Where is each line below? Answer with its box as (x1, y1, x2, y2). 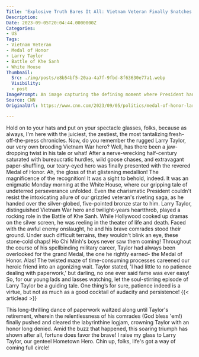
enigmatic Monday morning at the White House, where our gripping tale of (6, 181, 188, 188)
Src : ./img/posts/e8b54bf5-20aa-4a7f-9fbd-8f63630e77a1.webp (11, 75, 166, 81)
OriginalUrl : (6, 102, 38, 109)
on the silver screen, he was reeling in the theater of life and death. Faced (6, 219, 186, 226)
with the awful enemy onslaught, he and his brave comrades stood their (6, 225, 182, 232)
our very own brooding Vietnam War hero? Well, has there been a (6, 143, 166, 150)
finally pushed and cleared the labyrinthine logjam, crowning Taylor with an (6, 318, 190, 326)
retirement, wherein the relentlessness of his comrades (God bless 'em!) (6, 312, 182, 320)
